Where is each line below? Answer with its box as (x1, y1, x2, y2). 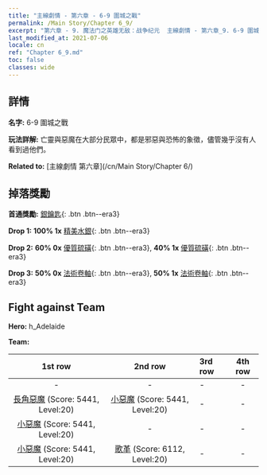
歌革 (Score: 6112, (114, 443, 185, 454)
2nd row (133, 361, 166, 372)
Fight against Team (8, 300, 106, 314)
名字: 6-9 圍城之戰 (8, 117, 69, 127)
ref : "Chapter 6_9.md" (8, 49, 83, 56)
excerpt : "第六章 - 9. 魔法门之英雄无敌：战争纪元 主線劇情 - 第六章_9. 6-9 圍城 (8, 26, 260, 34)
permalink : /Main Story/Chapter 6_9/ (8, 19, 133, 27)
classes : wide (8, 64, 56, 72)
